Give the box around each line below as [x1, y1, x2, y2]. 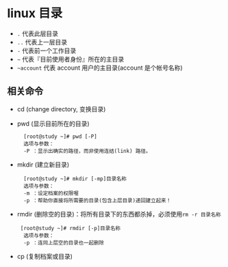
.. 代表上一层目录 [16, 38, 68, 46]
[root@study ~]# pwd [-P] [23, 133, 97, 140]
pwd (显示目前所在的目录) [16, 120, 90, 128]
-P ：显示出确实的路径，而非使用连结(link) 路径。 [23, 147, 151, 154]
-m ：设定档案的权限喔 [23, 190, 79, 197]
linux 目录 [7, 5, 63, 21]
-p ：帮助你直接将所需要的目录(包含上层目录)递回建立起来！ [23, 197, 172, 204]
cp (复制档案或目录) [16, 252, 73, 260]
